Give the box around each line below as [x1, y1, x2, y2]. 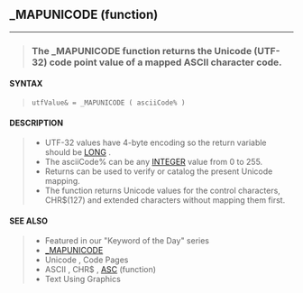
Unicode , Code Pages [44, 254, 129, 265]
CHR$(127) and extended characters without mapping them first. [44, 195, 286, 206]
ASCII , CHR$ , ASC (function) [44, 264, 156, 275]
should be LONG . [44, 147, 111, 158]
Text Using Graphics [44, 274, 122, 285]
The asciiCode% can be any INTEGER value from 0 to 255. [44, 157, 263, 168]
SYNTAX [9, 78, 43, 89]
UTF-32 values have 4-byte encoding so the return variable [44, 137, 268, 148]
